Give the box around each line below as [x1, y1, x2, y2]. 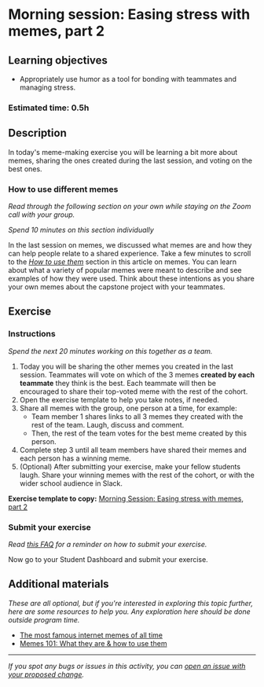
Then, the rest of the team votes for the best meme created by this [31, 428, 247, 438]
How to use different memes [8, 183, 119, 194]
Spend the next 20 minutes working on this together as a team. [8, 346, 213, 355]
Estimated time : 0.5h [8, 102, 90, 113]
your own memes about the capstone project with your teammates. [8, 282, 225, 292]
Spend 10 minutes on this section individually [8, 226, 155, 235]
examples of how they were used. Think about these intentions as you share [8, 274, 255, 284]
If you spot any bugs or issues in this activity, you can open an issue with [8, 661, 246, 670]
